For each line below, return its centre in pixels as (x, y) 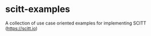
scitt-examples (38, 9)
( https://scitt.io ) (22, 28)
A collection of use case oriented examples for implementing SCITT (76, 23)
